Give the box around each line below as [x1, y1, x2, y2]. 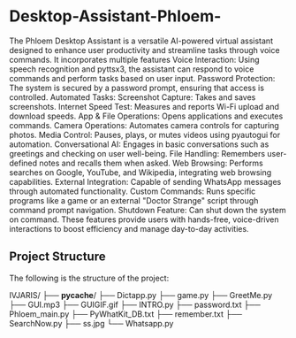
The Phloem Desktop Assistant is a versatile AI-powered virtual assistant [9, 35, 274, 46]
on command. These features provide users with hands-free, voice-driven [9, 214, 279, 225]
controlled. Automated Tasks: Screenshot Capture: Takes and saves [9, 91, 256, 103]
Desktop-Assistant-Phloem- [9, 6, 222, 27]
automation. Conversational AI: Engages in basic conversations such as [9, 139, 269, 150]
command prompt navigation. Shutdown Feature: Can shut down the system [9, 204, 287, 215]
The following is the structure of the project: [9, 273, 170, 283]
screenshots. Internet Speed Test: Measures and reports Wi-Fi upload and [9, 101, 280, 111]
